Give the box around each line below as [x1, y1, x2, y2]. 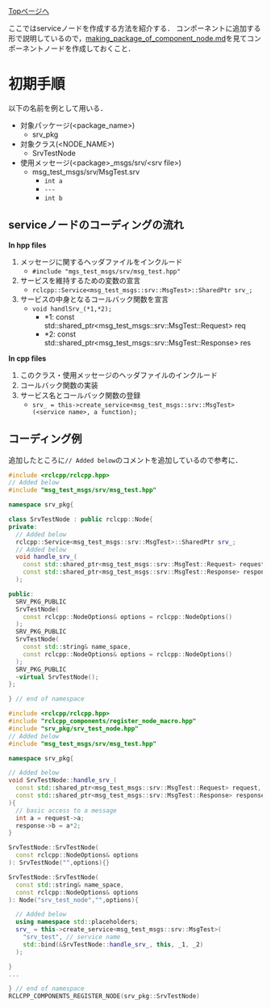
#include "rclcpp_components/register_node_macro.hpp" [8, 718, 197, 726]
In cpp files [8, 354, 47, 363]
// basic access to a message [15, 807, 117, 815]
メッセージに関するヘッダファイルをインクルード [19, 256, 183, 266]
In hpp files [8, 240, 47, 250]
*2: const [44, 329, 77, 339]
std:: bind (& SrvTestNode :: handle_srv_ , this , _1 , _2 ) [23, 940, 204, 948]
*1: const [44, 311, 75, 321]
